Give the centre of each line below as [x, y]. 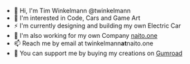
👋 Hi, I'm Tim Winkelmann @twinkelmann [72, 11]
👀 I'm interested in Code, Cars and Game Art [77, 18]
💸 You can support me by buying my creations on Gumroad [98, 53]
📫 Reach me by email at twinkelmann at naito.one [83, 43]
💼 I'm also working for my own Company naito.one [85, 35]
